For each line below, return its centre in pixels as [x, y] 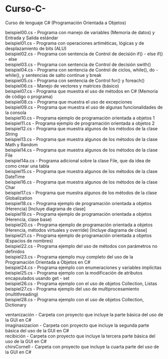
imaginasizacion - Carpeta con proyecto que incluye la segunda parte [77, 325]
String [12, 134]
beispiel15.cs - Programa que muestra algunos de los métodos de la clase [81, 171]
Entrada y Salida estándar [32, 38]
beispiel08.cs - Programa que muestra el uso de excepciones [69, 102]
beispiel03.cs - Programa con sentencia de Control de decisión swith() [78, 64]
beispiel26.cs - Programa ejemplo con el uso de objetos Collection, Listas [81, 283]
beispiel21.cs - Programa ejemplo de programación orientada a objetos [78, 235]
